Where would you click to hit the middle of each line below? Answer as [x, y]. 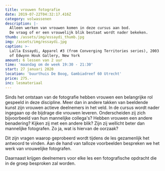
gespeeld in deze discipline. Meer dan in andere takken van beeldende [77, 102]
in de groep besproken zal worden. [41, 163]
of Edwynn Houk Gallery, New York [45, 55]
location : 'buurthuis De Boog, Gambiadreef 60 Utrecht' [63, 74]
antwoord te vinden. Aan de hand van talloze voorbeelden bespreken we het [82, 143]
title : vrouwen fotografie [33, 10]
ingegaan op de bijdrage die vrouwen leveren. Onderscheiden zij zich [75, 113]
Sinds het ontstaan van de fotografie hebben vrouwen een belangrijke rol [79, 97]
